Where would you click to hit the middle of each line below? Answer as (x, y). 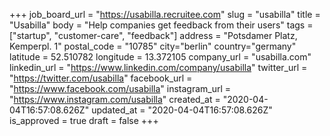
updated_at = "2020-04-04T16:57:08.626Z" (182, 110)
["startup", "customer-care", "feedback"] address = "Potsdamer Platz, (153, 35)
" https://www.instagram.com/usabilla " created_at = (115, 99)
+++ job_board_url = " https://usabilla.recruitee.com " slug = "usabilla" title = (165, 14)
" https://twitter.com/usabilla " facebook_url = (101, 78)
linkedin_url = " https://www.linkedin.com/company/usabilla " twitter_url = (158, 67)
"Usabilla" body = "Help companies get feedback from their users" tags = (161, 25)
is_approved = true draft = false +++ (84, 120)
